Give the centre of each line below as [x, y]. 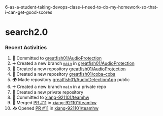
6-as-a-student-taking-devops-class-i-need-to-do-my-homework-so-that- [82, 7]
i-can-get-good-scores [29, 12]
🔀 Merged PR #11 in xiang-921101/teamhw [54, 103]
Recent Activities [26, 48]
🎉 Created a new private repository [48, 92]
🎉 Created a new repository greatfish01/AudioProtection [69, 69]
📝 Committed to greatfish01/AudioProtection [57, 58]
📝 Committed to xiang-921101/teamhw [51, 97]
